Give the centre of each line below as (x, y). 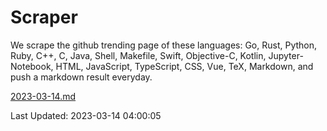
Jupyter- (286, 55)
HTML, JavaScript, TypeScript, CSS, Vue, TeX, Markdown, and (184, 66)
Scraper (44, 17)
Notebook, (32, 66)
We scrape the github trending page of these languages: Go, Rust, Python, (164, 45)
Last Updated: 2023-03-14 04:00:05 (86, 115)
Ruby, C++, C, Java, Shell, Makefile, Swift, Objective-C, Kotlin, (138, 55)
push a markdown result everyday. (81, 77)
